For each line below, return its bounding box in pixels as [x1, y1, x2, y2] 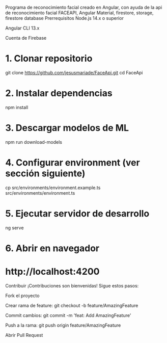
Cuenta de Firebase [5, 35, 47, 41]
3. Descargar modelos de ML [5, 122, 129, 134]
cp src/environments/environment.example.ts [5, 184, 101, 191]
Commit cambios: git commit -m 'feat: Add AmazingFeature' [5, 312, 131, 318]
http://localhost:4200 [5, 266, 100, 277]
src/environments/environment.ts [5, 190, 75, 196]
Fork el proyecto [5, 293, 40, 299]
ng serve [5, 224, 24, 231]
